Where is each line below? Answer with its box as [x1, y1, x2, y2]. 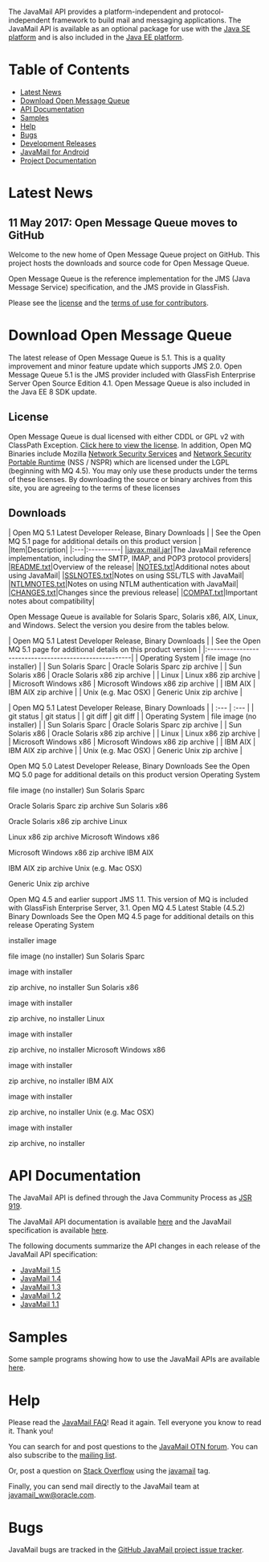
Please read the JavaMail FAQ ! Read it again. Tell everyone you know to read [8, 1418, 262, 1428]
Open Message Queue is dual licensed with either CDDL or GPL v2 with [8, 431, 245, 441]
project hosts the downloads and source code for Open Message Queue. [8, 258, 250, 268]
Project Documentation [19, 155, 96, 165]
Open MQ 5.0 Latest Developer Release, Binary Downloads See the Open [8, 760, 251, 771]
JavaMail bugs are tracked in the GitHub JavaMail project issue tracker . [8, 1545, 245, 1555]
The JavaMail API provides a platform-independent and [8, 7, 192, 16]
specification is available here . [8, 1226, 109, 1235]
